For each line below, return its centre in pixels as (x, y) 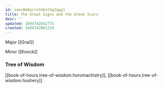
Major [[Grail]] (20, 42)
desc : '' (14, 19)
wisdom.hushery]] (24, 81)
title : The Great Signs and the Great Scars (52, 14)
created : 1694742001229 (30, 28)
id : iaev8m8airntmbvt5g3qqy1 (35, 10)
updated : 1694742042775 (30, 23)
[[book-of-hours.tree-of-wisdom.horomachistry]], (56, 75)
